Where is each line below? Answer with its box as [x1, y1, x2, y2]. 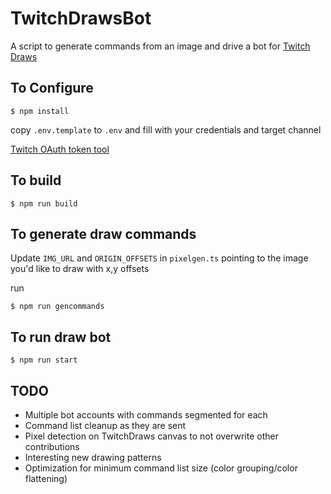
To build [10, 172, 62, 189]
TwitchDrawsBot [10, 7, 152, 30]
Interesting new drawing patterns [24, 452, 162, 463]
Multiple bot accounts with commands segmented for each [24, 409, 268, 421]
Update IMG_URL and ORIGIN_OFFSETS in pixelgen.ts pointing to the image [10, 252, 309, 264]
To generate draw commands [10, 225, 197, 242]
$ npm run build [10, 198, 78, 209]
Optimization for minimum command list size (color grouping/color [24, 462, 298, 474]
